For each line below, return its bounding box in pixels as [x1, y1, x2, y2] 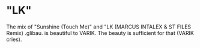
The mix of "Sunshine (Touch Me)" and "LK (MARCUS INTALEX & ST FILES [6, 23, 192, 30]
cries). [6, 36, 22, 43]
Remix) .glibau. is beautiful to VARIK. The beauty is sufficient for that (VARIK [6, 29, 194, 36]
